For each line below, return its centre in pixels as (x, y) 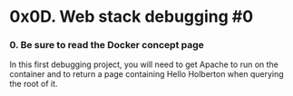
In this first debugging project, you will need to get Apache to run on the (144, 64)
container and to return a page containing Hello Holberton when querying (146, 74)
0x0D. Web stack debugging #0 (132, 17)
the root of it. (34, 84)
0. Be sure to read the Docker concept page (107, 45)
